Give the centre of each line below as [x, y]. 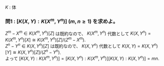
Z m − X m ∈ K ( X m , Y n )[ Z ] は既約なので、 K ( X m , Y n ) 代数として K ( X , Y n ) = [78, 33]
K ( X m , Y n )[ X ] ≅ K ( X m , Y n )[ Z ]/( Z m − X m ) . [45, 40]
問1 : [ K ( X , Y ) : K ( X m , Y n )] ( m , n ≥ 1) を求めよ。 [62, 21]
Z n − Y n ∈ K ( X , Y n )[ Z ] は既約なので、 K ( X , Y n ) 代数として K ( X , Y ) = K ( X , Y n [81, 45]
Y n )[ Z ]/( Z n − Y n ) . [44, 52]
